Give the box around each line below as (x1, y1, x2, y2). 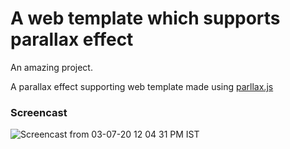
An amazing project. (10, 61, 93, 73)
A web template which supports (10, 7, 281, 30)
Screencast (10, 105, 68, 119)
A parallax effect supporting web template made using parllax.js (10, 80, 274, 92)
